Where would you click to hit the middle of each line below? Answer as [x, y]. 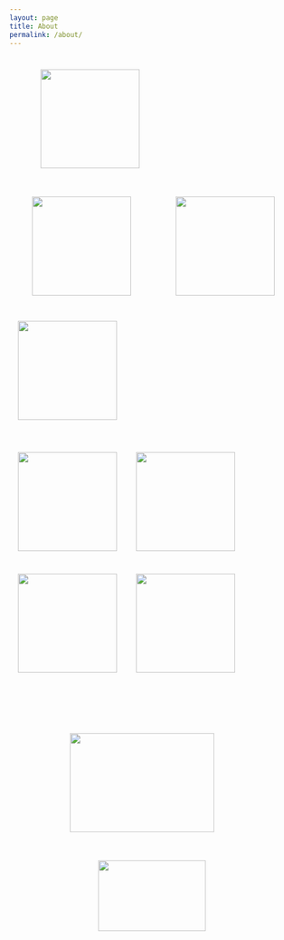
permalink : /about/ [46, 34]
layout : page [34, 18]
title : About [34, 26]
